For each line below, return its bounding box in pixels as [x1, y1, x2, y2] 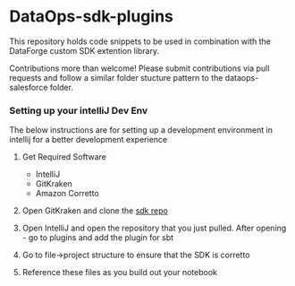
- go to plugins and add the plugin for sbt [21, 232, 174, 243]
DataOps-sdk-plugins [9, 6, 174, 27]
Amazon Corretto [35, 188, 100, 199]
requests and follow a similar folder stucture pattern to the [9, 72, 223, 82]
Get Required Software [21, 152, 107, 162]
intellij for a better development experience [9, 134, 168, 145]
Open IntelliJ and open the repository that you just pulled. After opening [21, 222, 287, 234]
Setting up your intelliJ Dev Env [9, 104, 148, 117]
